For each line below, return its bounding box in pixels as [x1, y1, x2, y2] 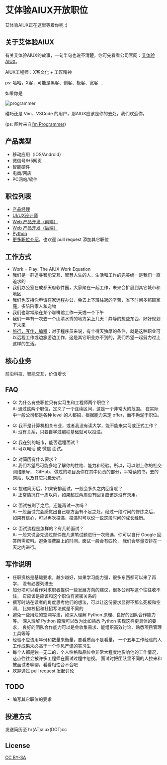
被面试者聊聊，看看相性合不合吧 [12, 661, 78, 667]
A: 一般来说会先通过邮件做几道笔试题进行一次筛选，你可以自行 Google [12, 532, 156, 538]
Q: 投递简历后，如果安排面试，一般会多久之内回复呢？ [12, 485, 123, 491]
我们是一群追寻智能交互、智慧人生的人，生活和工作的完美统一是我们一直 [12, 272, 161, 278]
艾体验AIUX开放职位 [5, 4, 88, 16]
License [5, 741, 30, 750]
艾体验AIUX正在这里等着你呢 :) [5, 22, 68, 28]
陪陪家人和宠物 [25, 303, 56, 309]
